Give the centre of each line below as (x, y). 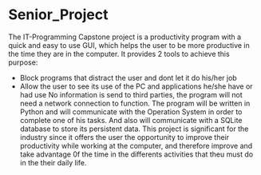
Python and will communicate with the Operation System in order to (131, 111)
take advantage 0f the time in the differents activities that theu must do (136, 154)
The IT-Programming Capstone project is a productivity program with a (125, 37)
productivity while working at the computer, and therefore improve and (136, 145)
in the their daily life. (53, 162)
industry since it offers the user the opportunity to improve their (125, 137)
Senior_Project (58, 15)
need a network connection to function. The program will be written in (135, 103)
